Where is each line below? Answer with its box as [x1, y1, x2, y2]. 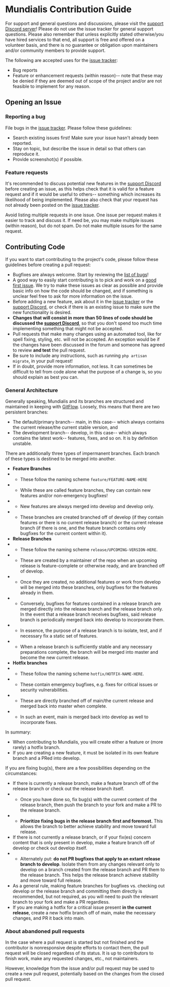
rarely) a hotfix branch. [12, 744, 61, 750]
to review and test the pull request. [12, 347, 86, 353]
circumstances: [5, 771, 37, 777]
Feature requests [5, 169, 49, 176]
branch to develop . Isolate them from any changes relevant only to [20, 861, 160, 867]
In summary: [5, 729, 31, 735]
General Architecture [5, 387, 58, 394]
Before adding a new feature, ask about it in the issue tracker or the [12, 298, 153, 304]
